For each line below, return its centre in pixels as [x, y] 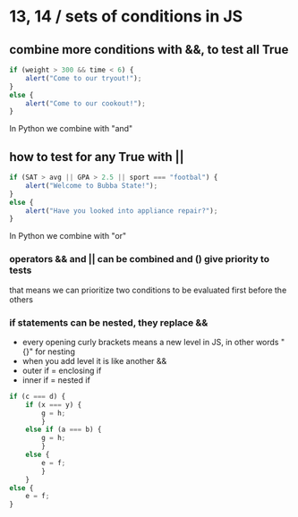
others [21, 299]
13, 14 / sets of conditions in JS [126, 17]
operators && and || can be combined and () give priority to [140, 259]
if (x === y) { [54, 404]
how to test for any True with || [97, 157]
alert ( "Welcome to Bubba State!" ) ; [92, 185]
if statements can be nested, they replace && [109, 322]
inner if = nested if [56, 380]
